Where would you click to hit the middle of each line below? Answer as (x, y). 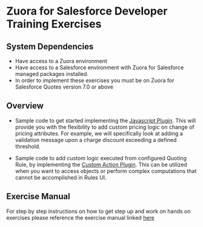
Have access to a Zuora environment (61, 61)
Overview (25, 106)
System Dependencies (50, 46)
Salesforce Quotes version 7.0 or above (64, 87)
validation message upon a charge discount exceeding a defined (96, 140)
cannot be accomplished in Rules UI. (61, 177)
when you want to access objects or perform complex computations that (106, 171)
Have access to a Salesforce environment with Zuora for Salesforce (99, 67)
